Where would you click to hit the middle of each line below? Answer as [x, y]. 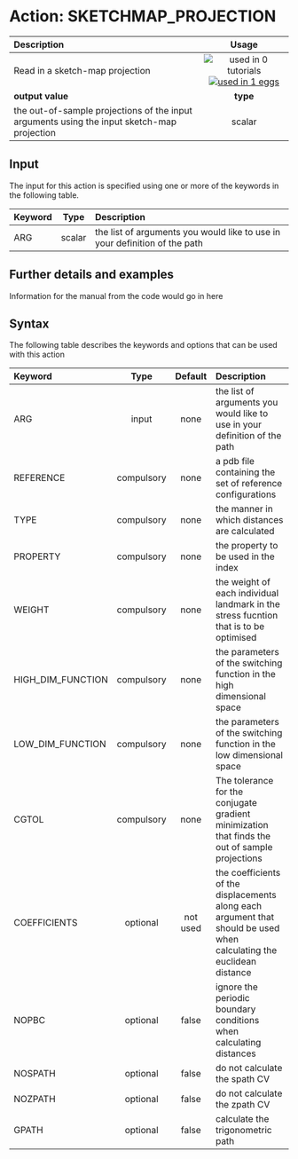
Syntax [29, 323]
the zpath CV [243, 1105]
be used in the [245, 556]
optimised [236, 638]
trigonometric [244, 1131]
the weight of [243, 582]
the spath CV [243, 1079]
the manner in [244, 509]
